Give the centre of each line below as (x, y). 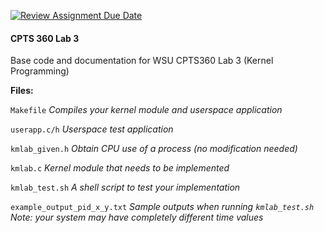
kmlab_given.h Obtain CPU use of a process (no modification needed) (154, 149)
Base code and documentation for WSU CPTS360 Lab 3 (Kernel (142, 61)
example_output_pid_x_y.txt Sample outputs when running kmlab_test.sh (162, 207)
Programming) (40, 71)
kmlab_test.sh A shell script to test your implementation (125, 187)
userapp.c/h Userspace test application (92, 129)
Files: (22, 91)
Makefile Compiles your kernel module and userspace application (146, 110)
